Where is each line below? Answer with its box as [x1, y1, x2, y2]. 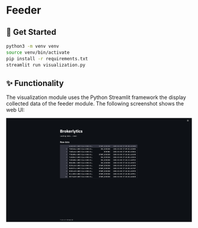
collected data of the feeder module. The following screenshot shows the [6, 100, 184, 107]
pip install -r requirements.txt [6, 55, 88, 62]
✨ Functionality [6, 78, 64, 88]
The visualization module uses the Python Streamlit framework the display [6, 94, 187, 101]
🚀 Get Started [6, 27, 57, 37]
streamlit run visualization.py [6, 62, 85, 68]
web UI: [6, 107, 25, 114]
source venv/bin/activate [6, 49, 70, 55]
